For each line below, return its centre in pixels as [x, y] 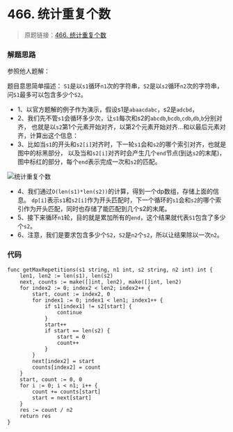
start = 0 [71, 337]
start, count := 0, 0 [51, 379]
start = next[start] [62, 398]
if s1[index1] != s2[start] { [88, 306]
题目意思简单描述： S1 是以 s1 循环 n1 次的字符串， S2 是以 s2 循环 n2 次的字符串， [115, 86]
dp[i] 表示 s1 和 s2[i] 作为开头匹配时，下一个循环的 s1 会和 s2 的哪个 [123, 200]
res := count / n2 [46, 410]
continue [69, 312]
